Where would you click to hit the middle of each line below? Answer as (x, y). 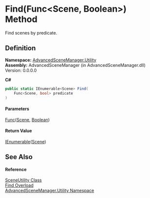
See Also (19, 157)
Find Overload (19, 185)
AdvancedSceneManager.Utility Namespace (50, 191)
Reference (16, 169)
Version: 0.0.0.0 (21, 70)
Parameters (17, 109)
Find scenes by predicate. (31, 33)
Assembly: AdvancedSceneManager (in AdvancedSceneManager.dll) (75, 65)
